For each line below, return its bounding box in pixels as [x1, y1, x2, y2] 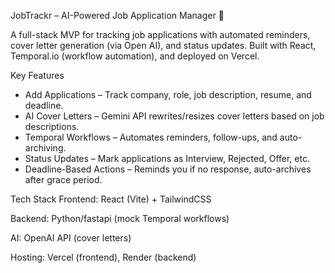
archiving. [24, 142, 67, 154]
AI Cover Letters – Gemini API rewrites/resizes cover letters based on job [24, 110, 325, 122]
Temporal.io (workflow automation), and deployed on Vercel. [10, 50, 260, 62]
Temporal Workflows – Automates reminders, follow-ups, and [24, 131, 278, 143]
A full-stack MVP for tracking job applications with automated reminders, [10, 29, 311, 40]
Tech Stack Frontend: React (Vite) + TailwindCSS [10, 193, 212, 205]
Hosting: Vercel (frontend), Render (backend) [10, 251, 197, 263]
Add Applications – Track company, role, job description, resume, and [24, 89, 312, 100]
